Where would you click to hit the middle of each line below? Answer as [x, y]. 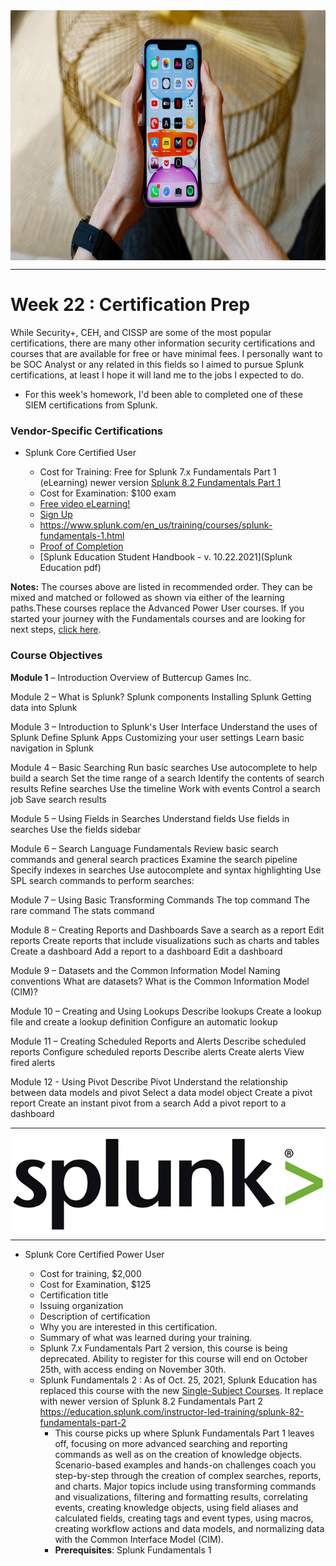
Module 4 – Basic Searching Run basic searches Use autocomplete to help [164, 767]
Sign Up [56, 515]
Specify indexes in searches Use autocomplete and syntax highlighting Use [166, 870]
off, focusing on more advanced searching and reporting [171, 1443]
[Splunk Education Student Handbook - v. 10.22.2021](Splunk [166, 557]
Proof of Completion [81, 546]
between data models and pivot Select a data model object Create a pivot [161, 1092]
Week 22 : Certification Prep [130, 305]
